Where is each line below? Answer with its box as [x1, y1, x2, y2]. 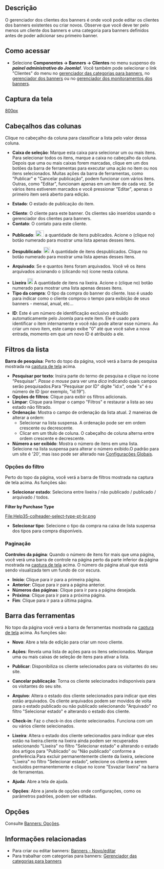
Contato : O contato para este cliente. [12, 221, 87, 227]
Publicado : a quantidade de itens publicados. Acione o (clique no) [12, 232, 155, 238]
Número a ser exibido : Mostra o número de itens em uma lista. [12, 441, 139, 447]
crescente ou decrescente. [19, 425, 74, 431]
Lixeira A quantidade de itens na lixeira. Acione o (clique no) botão [12, 280, 153, 286]
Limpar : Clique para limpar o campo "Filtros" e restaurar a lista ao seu [12, 399, 153, 405]
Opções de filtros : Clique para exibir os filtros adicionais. [12, 394, 128, 400]
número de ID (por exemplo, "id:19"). [12, 389, 86, 395]
